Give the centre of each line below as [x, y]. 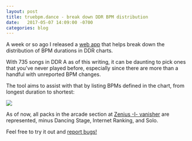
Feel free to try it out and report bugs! [52, 132]
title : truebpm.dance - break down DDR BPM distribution [77, 17]
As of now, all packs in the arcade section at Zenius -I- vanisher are [88, 114]
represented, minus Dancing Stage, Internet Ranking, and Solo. [82, 121]
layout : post [22, 11]
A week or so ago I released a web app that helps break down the [85, 44]
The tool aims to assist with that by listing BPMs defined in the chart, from [95, 86]
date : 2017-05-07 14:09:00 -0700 [50, 22]
